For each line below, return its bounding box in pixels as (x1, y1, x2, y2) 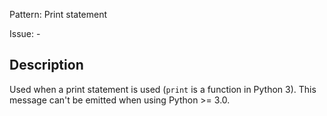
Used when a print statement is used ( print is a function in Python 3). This (9, 83, 317, 95)
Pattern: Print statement (9, 9, 108, 20)
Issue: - (9, 28, 41, 39)
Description (9, 57, 84, 74)
